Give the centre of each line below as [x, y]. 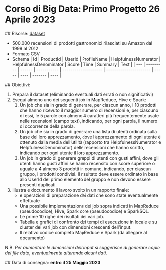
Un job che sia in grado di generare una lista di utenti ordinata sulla [88, 131]
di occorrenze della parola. [47, 126]
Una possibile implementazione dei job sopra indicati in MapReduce [89, 206]
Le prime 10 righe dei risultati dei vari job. [62, 216]
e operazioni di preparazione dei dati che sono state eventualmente [89, 195]
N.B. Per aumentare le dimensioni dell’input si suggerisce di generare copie [83, 247]
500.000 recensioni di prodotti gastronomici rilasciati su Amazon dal [82, 43]
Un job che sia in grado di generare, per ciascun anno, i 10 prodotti [88, 105]
